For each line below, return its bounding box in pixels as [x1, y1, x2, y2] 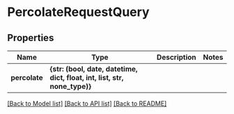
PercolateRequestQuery [7, 4, 150, 20]
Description [156, 53, 196, 62]
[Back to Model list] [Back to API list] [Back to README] [7, 99, 167, 108]
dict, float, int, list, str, [49, 73, 124, 82]
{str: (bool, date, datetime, [49, 64, 138, 74]
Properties [7, 32, 54, 44]
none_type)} [49, 81, 92, 91]
